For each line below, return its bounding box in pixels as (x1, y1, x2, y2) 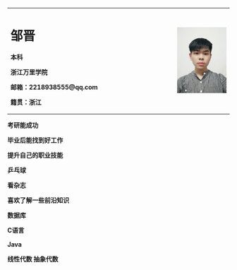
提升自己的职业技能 (7, 151, 63, 160)
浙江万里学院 (10, 68, 48, 76)
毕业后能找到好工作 (7, 136, 63, 145)
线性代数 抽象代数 (7, 255, 59, 264)
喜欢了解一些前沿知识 (7, 196, 69, 205)
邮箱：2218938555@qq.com (10, 83, 98, 91)
